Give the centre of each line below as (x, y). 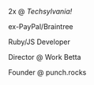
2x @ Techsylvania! (40, 11)
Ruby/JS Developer (39, 42)
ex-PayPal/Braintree (41, 26)
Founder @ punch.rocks (47, 72)
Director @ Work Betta (45, 57)
